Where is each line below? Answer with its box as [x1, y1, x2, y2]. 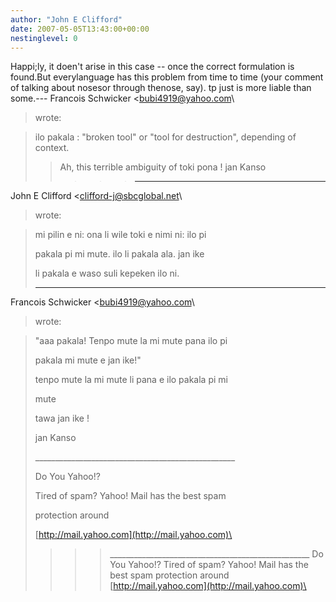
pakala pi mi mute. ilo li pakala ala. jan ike [34, 248, 205, 260]
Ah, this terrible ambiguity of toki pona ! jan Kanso [59, 161, 267, 173]
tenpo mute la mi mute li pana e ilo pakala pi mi [34, 374, 228, 386]
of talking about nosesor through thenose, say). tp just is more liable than [10, 82, 312, 94]
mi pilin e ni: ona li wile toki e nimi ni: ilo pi [34, 229, 207, 241]
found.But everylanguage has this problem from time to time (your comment [10, 71, 324, 83]
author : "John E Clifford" [10, 14, 123, 25]
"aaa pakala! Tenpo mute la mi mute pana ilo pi [34, 335, 228, 347]
